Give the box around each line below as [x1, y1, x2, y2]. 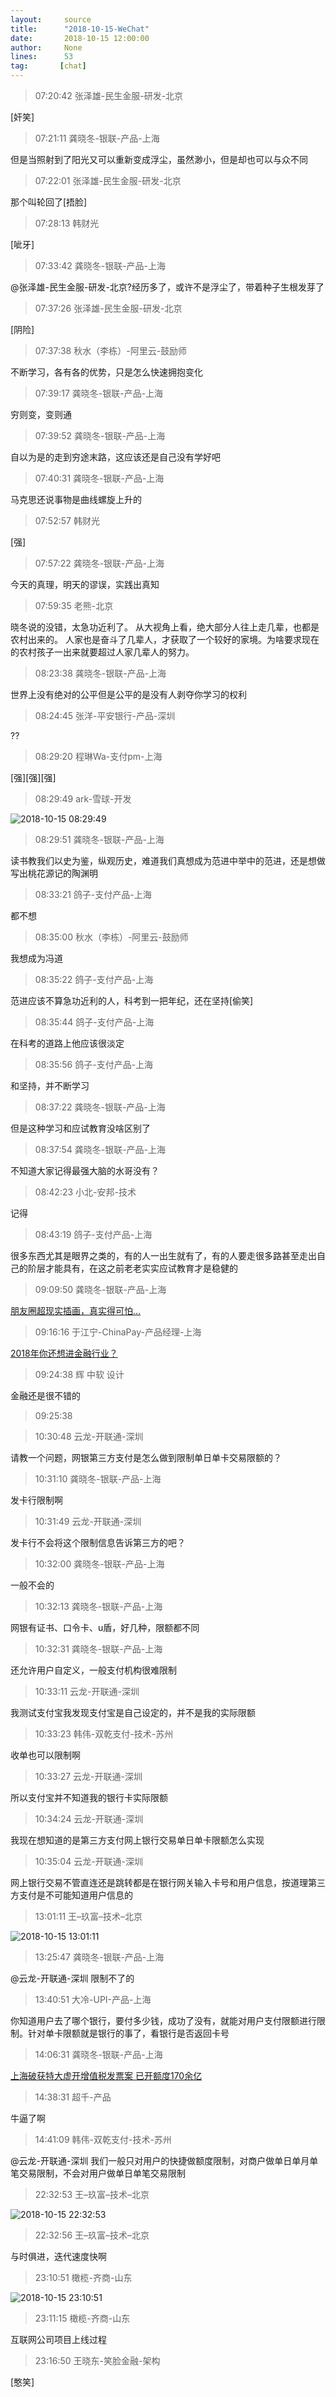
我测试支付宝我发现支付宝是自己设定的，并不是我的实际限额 [10, 1707, 256, 1718]
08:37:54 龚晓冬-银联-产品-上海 [34, 1144, 167, 1155]
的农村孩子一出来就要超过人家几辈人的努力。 [10, 646, 195, 658]
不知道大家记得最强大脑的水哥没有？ [10, 1165, 160, 1176]
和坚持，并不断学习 [10, 1080, 90, 1091]
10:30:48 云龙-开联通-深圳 [34, 1431, 144, 1442]
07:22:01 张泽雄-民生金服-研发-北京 [34, 175, 182, 186]
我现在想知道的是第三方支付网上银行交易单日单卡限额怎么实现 [10, 1834, 265, 1846]
